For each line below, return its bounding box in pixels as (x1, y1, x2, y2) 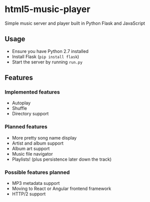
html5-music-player (5, 4, 91, 15)
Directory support (12, 111, 49, 117)
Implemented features (5, 89, 60, 96)
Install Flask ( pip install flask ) (12, 53, 79, 59)
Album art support (12, 145, 50, 152)
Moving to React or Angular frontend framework (12, 185, 111, 192)
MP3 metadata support (12, 180, 60, 186)
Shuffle (12, 105, 27, 111)
